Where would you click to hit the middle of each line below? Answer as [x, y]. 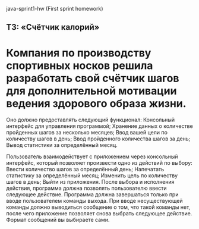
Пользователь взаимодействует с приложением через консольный [92, 156]
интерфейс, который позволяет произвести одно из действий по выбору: [99, 163]
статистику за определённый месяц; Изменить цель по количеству [92, 175]
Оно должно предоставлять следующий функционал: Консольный [91, 120]
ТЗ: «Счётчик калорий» [53, 27]
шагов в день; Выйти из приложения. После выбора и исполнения [90, 182]
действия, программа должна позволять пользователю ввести [87, 188]
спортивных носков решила [80, 65]
